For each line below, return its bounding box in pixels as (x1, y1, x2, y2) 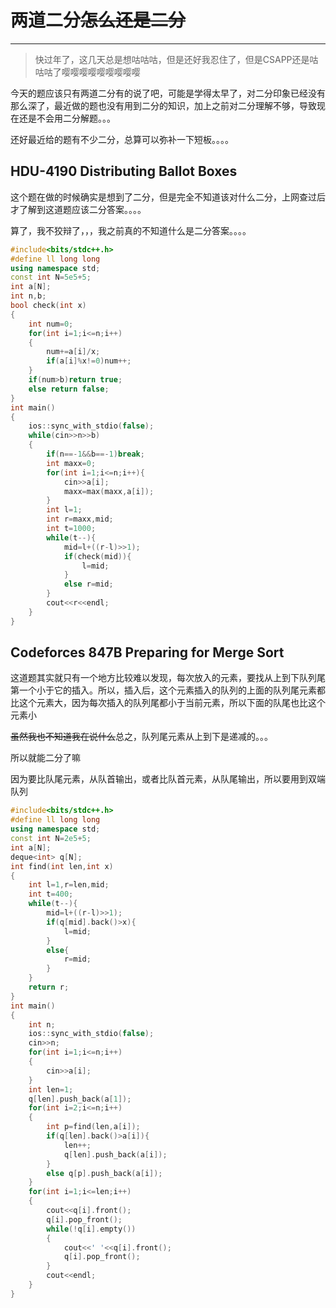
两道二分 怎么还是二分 (10, 9, 187, 32)
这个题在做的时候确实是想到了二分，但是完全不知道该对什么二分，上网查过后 (10, 191, 326, 203)
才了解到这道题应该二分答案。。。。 (10, 203, 147, 215)
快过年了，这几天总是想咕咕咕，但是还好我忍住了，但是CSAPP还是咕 (34, 53, 319, 65)
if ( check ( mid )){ (63, 551, 132, 561)
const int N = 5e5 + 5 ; (10, 272, 92, 283)
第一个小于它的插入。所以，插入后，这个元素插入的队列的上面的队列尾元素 (10, 684, 317, 696)
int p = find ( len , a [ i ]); (46, 1122, 141, 1132)
